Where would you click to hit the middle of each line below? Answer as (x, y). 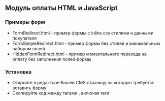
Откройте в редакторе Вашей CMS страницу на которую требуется (83, 82)
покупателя (24, 38)
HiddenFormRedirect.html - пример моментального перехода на (79, 54)
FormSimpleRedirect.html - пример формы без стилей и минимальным (86, 43)
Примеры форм (25, 22)
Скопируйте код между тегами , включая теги (61, 93)
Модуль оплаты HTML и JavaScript (62, 8)
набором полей (29, 48)
